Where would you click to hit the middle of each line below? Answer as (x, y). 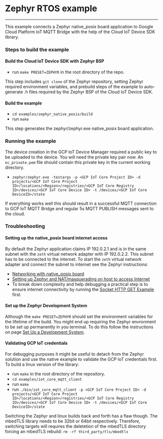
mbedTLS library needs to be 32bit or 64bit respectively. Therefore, (73, 421)
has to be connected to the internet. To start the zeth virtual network (73, 259)
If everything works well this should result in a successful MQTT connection (81, 203)
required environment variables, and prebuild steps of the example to (74, 87)
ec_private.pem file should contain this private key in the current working (78, 162)
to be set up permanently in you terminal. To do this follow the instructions (79, 327)
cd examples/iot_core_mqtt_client (47, 379)
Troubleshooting (25, 226)
